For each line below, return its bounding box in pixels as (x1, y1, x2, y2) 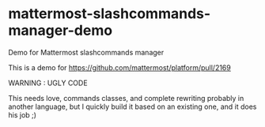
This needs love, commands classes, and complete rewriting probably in (8, 93, 244, 103)
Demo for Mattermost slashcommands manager (8, 47, 165, 57)
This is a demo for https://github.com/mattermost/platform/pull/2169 (8, 62, 231, 72)
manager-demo (8, 21, 113, 39)
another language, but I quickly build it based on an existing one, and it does (8, 102, 257, 111)
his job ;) (8, 110, 37, 119)
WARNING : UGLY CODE (8, 78, 89, 88)
